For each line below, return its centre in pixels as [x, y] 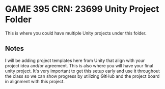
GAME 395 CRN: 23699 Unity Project [82, 9]
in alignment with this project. [35, 81]
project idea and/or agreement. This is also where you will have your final [79, 65]
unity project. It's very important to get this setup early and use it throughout [82, 71]
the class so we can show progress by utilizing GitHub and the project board [82, 76]
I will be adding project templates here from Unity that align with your [75, 60]
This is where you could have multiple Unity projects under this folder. [76, 33]
